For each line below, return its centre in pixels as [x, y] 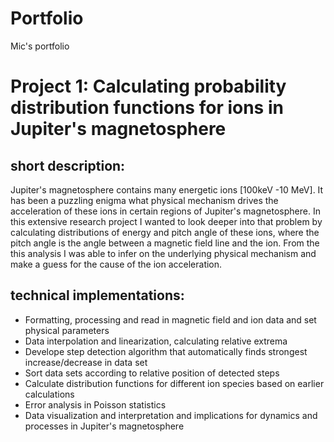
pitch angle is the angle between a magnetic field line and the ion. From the [165, 243]
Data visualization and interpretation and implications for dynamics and [171, 415]
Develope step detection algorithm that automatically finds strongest [166, 351]
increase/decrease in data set [86, 362]
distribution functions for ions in [147, 108]
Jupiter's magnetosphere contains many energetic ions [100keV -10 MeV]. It [167, 189]
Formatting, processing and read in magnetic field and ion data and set [170, 319]
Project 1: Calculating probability [148, 86]
